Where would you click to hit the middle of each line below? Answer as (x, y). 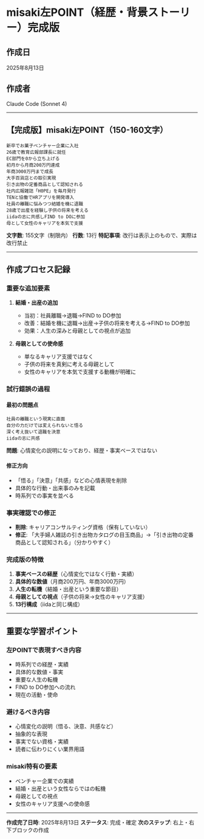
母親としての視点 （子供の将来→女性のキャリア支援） (81, 597)
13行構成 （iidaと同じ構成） (49, 604)
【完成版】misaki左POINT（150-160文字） (87, 130)
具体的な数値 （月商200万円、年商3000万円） (72, 582)
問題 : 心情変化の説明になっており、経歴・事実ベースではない (82, 451)
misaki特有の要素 (32, 767)
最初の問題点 (22, 404)
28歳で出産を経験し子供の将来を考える (48, 210)
